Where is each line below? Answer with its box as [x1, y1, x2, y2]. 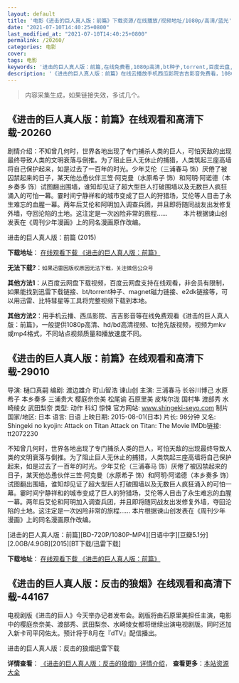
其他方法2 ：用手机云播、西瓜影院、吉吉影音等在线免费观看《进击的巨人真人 [7, 311, 230, 320]
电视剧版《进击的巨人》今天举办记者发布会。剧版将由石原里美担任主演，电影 [7, 610, 232, 620]
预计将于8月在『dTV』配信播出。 [63, 628, 161, 637]
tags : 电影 [7, 57, 38, 64]
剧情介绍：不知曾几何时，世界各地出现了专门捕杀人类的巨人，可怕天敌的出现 [7, 147, 232, 155]
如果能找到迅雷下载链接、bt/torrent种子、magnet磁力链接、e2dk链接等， [7, 288, 222, 296]
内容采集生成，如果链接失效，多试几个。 [24, 90, 144, 99]
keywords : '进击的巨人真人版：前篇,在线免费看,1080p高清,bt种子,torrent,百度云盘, [7, 63, 233, 71]
